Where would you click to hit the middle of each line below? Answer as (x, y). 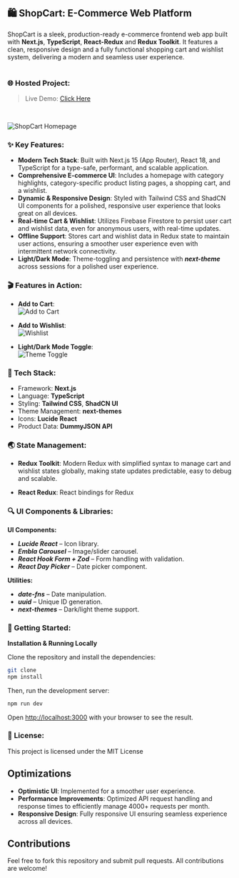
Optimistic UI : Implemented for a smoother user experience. (106, 791)
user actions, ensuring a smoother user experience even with (108, 244)
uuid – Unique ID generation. (60, 602)
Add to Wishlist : (42, 325)
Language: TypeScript (51, 396)
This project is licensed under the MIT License (76, 751)
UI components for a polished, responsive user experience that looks (119, 206)
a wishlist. (32, 191)
